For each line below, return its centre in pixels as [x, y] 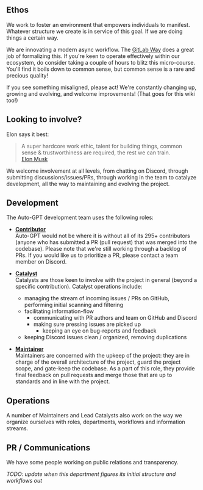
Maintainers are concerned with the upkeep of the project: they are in [102, 356]
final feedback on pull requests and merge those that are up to [94, 375]
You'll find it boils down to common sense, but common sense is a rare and [101, 69]
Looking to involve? [44, 119]
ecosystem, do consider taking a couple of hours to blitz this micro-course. [101, 62]
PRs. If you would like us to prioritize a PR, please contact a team [97, 255]
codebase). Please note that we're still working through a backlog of [101, 249]
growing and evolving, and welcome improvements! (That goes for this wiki [101, 93]
